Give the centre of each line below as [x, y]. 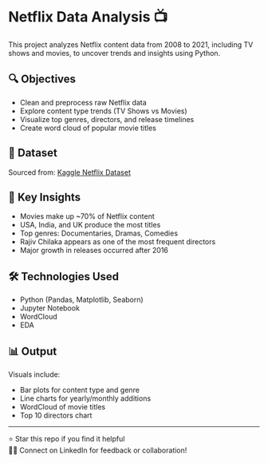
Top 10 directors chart [56, 415]
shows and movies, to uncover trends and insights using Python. [114, 53]
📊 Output [33, 351]
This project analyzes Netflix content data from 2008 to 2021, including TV [131, 44]
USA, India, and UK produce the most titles [90, 225]
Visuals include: [34, 374]
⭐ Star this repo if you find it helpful [67, 439]
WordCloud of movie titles [63, 407]
